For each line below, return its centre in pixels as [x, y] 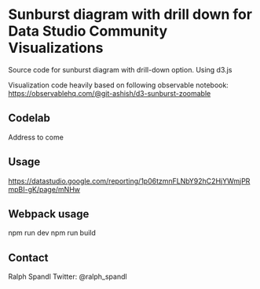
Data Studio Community [88, 31]
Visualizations [56, 48]
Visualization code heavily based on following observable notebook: [119, 85]
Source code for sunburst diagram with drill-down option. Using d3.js [120, 69]
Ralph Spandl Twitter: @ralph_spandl [68, 276]
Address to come [36, 137]
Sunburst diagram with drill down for [130, 15]
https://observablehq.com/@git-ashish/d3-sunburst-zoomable [110, 93]
